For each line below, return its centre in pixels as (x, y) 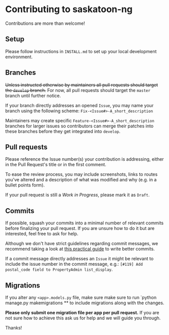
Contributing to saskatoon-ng (69, 9)
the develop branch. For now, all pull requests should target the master (78, 90)
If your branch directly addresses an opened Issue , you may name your (79, 105)
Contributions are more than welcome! (45, 23)
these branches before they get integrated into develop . (63, 131)
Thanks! (14, 328)
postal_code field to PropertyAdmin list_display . (59, 269)
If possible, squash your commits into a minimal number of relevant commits (84, 223)
